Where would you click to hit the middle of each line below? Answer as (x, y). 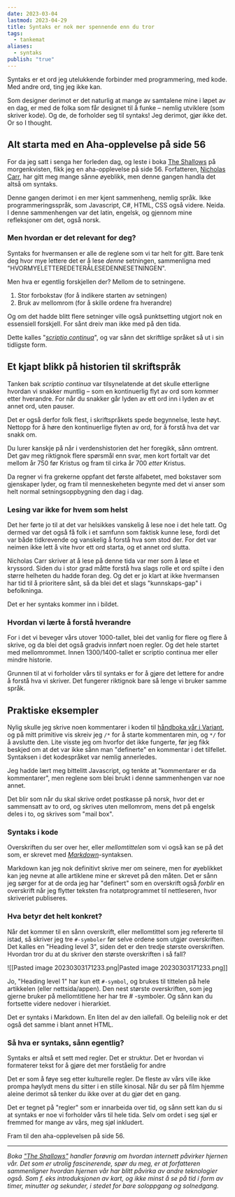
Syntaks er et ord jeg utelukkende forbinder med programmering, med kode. (117, 79)
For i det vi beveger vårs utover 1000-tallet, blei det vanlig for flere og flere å (117, 638)
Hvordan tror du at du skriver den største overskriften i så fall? (97, 954)
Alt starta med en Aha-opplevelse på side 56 (107, 145)
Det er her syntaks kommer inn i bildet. (63, 604)
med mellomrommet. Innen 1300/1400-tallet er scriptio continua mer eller (113, 652)
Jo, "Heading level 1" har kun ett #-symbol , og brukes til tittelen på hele (109, 981)
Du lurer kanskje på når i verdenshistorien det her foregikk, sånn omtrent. (113, 448)
